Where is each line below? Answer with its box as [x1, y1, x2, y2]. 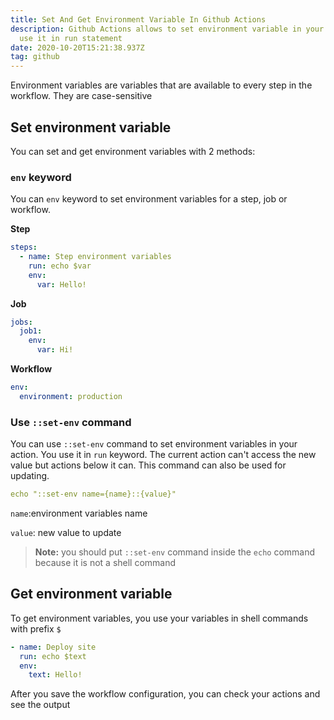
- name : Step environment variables [19, 252, 172, 262]
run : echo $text [19, 651, 87, 661]
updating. [10, 470, 50, 482]
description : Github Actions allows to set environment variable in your [10, 24, 325, 34]
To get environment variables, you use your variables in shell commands [10, 612, 309, 624]
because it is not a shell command [34, 557, 177, 569]
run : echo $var [28, 261, 92, 271]
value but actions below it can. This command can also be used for [10, 459, 287, 471]
